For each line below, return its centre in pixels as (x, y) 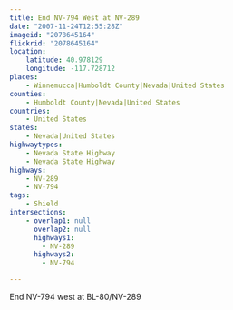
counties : (28, 94)
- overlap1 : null (58, 220)
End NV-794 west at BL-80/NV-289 (76, 297)
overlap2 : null (62, 229)
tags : (19, 195)
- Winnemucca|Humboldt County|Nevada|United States (125, 85)
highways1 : (54, 237)
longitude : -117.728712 (71, 69)
